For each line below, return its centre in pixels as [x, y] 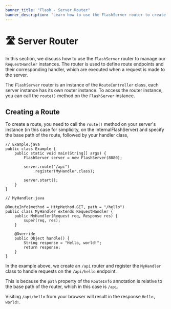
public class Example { [31, 149]
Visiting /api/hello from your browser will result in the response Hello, [81, 297]
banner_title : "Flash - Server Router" [48, 10]
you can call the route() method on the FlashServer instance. [70, 96]
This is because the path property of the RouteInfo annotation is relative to [84, 281]
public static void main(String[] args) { [60, 153]
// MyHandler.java [25, 198]
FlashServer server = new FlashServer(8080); [73, 158]
